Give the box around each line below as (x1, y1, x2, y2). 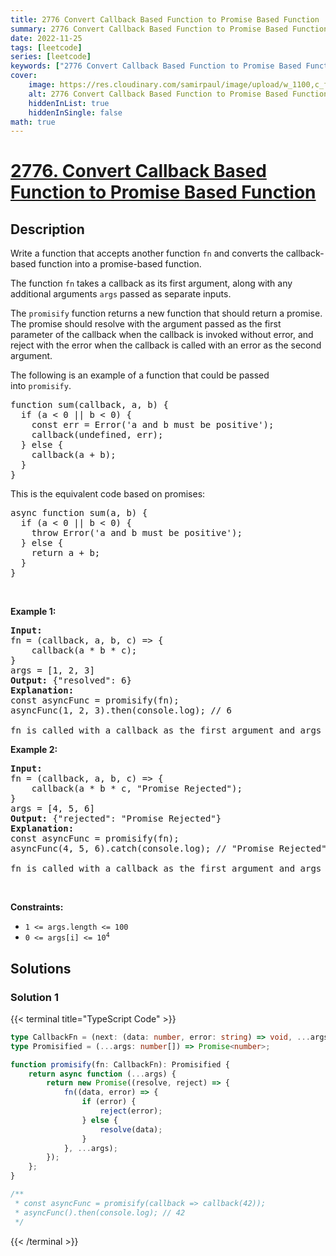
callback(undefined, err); (31, 429, 164, 441)
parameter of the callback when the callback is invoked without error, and (10, 329, 314, 341)
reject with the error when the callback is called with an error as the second (10, 339, 322, 351)
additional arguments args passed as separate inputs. (10, 288, 232, 300)
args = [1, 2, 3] (10, 665, 95, 676)
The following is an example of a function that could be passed (10, 369, 270, 381)
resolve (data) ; (99, 1124, 163, 1135)
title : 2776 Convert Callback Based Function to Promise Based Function (10, 14, 320, 25)
